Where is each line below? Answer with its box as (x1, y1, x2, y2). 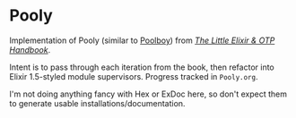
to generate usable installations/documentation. (9, 97, 186, 108)
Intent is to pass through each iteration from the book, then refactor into (9, 62, 275, 72)
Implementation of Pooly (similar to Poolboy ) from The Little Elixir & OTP (9, 35, 275, 46)
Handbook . (9, 44, 51, 55)
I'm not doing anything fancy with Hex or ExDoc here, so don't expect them (9, 88, 288, 99)
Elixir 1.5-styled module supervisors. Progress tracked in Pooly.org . (9, 71, 258, 81)
